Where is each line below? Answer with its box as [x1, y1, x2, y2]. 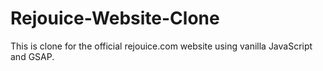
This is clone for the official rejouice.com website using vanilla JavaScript [10, 40, 313, 52]
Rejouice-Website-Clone [10, 7, 220, 30]
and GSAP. [10, 50, 55, 62]
